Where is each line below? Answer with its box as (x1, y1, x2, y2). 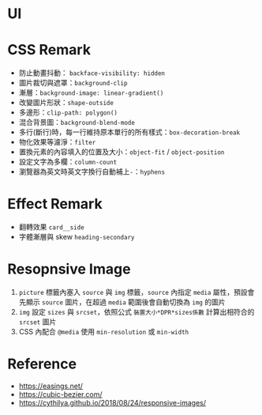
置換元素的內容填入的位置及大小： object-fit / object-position (18, 147, 225, 157)
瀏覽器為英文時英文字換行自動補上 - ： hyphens (18, 167, 166, 176)
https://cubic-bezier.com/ (18, 389, 103, 399)
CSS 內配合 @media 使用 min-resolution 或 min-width (18, 327, 189, 336)
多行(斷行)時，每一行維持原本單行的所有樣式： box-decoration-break (18, 127, 241, 137)
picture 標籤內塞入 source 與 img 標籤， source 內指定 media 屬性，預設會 (18, 288, 255, 296)
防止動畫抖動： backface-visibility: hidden (18, 68, 166, 77)
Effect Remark (7, 195, 103, 213)
